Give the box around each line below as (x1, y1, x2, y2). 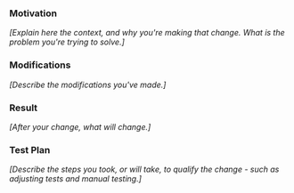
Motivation (9, 7, 58, 20)
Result (9, 101, 38, 114)
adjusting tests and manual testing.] (9, 173, 143, 184)
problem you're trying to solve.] (9, 36, 125, 47)
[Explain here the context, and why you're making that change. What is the (9, 28, 285, 38)
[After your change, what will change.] (9, 121, 151, 132)
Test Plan (9, 143, 51, 156)
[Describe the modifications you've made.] (9, 79, 167, 90)
